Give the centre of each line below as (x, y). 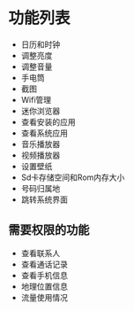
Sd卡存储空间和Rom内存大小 (73, 177)
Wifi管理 (36, 99)
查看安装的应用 (48, 121)
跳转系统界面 (44, 199)
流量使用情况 (44, 297)
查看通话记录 (44, 264)
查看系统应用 (44, 133)
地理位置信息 (44, 286)
